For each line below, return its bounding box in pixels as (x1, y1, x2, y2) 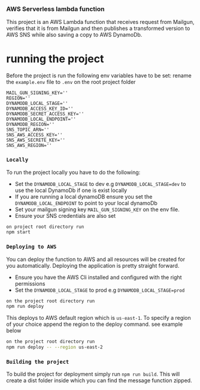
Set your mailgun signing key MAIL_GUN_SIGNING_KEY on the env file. (14, 206, 180, 213)
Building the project (6, 359, 69, 365)
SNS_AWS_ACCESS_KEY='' (6, 132, 63, 138)
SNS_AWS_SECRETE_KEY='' (6, 137, 66, 143)
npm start (6, 229, 31, 235)
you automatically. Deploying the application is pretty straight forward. (6, 262, 180, 269)
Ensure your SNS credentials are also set (14, 212, 116, 219)
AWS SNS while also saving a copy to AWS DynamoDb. (6, 31, 143, 38)
